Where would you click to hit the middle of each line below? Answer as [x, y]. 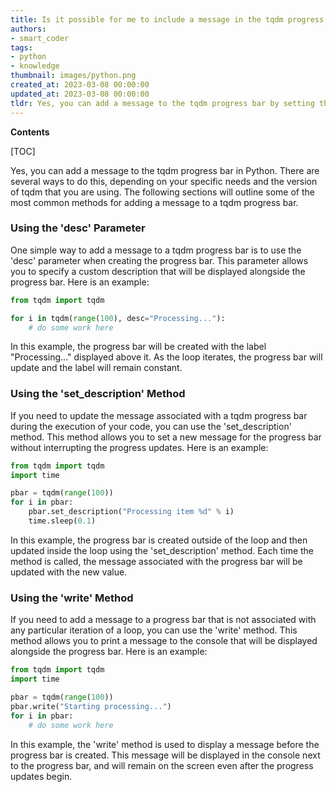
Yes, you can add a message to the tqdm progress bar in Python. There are [165, 170]
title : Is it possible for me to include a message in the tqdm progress [167, 19]
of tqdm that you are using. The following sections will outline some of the [162, 192]
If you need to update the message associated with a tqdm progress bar [159, 415]
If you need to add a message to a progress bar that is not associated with [163, 620]
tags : [21, 47]
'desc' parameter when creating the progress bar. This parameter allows [159, 260]
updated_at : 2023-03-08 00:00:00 [80, 94]
